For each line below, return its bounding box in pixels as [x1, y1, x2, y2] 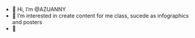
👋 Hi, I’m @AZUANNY [12, 6, 66, 13]
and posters [12, 19, 43, 25]
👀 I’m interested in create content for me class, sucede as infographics [12, 12, 190, 19]
